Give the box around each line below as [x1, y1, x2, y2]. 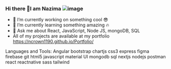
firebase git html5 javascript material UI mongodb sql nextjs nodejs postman [5, 54, 166, 60]
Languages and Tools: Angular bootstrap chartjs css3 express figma [5, 48, 149, 54]
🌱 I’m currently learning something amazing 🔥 [12, 22, 110, 28]
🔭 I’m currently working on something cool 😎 [12, 17, 109, 23]
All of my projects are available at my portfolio [12, 33, 110, 39]
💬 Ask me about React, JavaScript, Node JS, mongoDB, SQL [12, 28, 140, 34]
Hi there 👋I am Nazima [5, 5, 61, 12]
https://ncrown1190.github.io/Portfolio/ [12, 39, 94, 45]
